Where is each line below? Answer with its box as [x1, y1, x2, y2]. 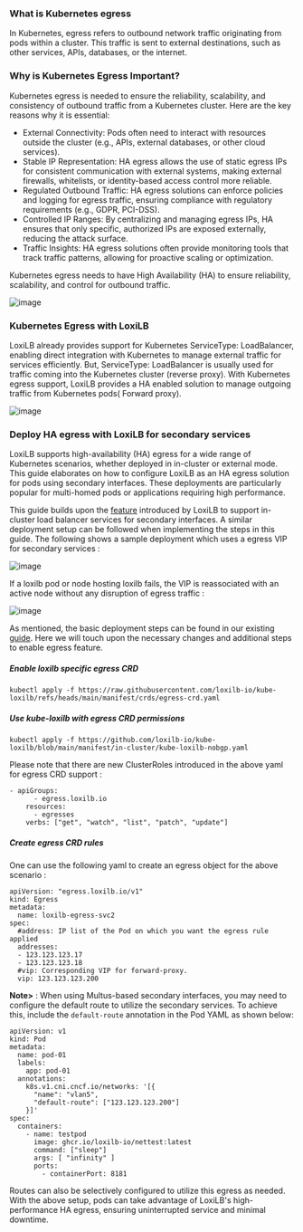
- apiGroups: [9, 787, 59, 796]
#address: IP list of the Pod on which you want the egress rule [17, 927, 270, 936]
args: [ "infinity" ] [33, 1153, 116, 1163]
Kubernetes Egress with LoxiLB [9, 320, 149, 332]
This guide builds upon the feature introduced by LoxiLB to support [9, 505, 260, 516]
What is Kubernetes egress [9, 7, 132, 20]
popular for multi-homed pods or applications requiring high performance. [9, 487, 286, 498]
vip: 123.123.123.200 [17, 974, 99, 984]
